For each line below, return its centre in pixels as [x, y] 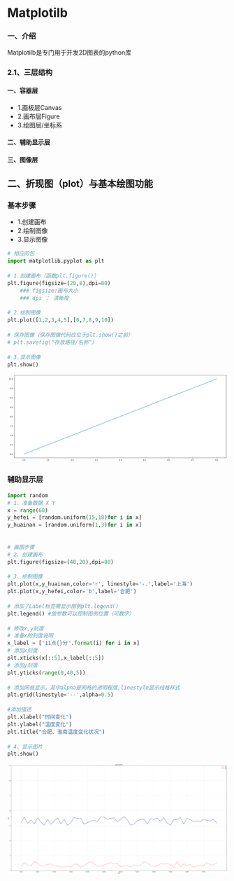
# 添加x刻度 [23, 651]
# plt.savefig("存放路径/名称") [51, 342]
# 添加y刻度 [23, 665]
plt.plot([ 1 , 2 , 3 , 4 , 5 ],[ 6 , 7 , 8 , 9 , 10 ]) [60, 320]
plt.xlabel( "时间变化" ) [39, 717]
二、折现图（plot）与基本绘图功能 [80, 184]
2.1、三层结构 [30, 73]
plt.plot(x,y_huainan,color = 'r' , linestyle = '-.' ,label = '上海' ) [100, 584]
